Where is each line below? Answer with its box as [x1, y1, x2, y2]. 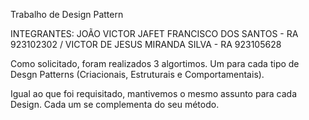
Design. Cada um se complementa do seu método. [10, 99, 220, 110]
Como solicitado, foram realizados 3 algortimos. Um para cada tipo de [10, 58, 300, 69]
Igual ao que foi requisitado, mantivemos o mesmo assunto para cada [10, 88, 298, 99]
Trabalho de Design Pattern [10, 9, 124, 20]
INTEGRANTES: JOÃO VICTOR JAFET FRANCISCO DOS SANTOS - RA [10, 28, 299, 39]
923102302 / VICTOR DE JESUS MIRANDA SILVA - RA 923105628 [10, 39, 282, 50]
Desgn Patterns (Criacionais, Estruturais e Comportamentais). [10, 69, 265, 80]
